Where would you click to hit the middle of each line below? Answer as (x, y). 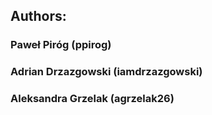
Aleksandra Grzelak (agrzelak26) (92, 99)
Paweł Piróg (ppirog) (61, 45)
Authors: (38, 16)
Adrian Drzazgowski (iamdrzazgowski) (106, 72)
